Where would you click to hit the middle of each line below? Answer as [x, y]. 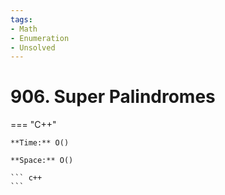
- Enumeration [40, 38]
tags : [21, 19]
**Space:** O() [42, 161]
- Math [24, 29]
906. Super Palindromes [113, 97]
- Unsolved [33, 47]
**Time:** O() [40, 143]
